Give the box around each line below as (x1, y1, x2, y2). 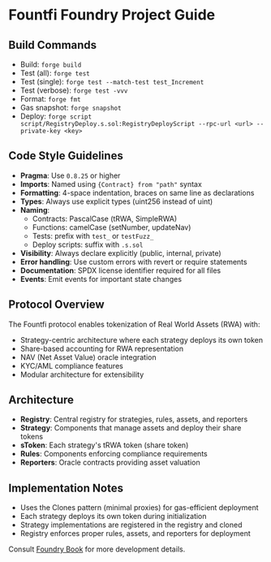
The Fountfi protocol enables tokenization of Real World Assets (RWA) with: (8, 319, 260, 329)
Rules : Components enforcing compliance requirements (19, 449, 209, 459)
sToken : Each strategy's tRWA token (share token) (19, 440, 189, 450)
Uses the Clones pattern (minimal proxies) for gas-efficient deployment (19, 503, 259, 512)
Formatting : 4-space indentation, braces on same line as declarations (19, 188, 255, 197)
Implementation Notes (8, 481, 124, 495)
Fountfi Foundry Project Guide (8, 6, 216, 24)
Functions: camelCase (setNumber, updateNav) (32, 222, 191, 232)
